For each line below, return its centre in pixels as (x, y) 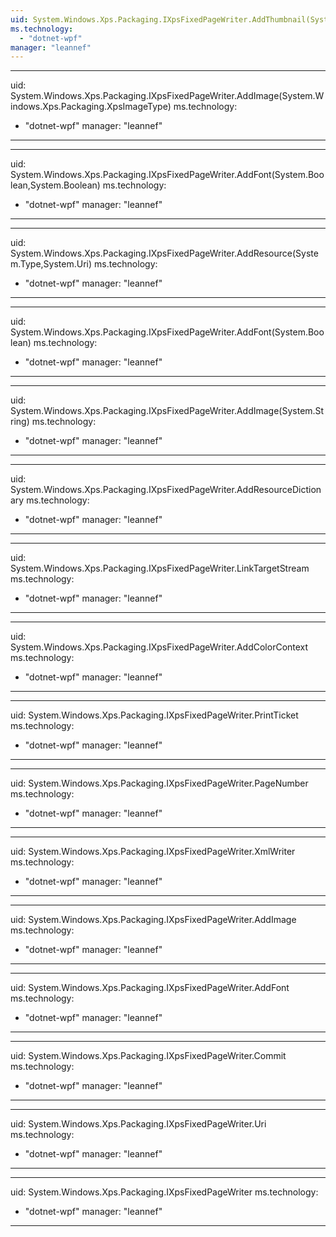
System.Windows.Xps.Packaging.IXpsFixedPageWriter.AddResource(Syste (164, 253)
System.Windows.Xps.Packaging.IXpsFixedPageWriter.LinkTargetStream (160, 568)
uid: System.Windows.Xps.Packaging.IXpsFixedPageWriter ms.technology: (164, 1192)
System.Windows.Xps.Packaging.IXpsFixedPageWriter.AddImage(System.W (167, 96)
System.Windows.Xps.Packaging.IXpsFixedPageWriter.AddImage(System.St (167, 411)
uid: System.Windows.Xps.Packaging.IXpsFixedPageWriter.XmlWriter (153, 852)
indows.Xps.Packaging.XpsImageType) (91, 107)
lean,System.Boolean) (55, 185)
